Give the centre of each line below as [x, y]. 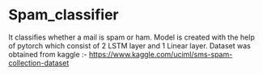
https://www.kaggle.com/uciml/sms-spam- [161, 54]
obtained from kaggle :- [48, 54]
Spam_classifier [64, 15]
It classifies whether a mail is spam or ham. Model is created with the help [131, 37]
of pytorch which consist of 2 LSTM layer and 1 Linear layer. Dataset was [129, 45]
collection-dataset [39, 63]
